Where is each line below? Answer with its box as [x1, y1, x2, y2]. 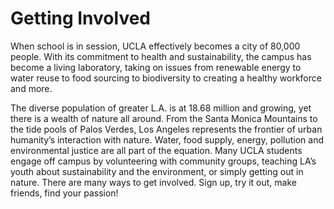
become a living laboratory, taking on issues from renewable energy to [10, 61, 302, 73]
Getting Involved [10, 7, 151, 30]
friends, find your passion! [10, 187, 119, 199]
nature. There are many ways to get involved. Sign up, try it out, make [10, 176, 297, 188]
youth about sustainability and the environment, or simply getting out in [10, 165, 304, 177]
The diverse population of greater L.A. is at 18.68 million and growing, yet [10, 102, 312, 114]
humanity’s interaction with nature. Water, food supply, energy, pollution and [10, 133, 324, 146]
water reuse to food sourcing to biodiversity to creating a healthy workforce [10, 72, 322, 84]
